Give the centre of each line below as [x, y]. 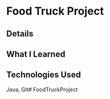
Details [20, 34]
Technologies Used [43, 75]
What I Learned [36, 54]
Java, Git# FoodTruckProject [42, 89]
